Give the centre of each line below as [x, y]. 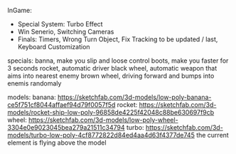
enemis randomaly [34, 83]
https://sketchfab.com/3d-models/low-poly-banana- [134, 97]
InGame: [20, 10]
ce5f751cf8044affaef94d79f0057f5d [61, 105]
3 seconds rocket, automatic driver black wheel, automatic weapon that [112, 68]
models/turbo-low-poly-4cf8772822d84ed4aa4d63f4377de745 [101, 135]
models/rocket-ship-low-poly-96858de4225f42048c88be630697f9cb [111, 112]
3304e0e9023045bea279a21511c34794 [66, 127]
